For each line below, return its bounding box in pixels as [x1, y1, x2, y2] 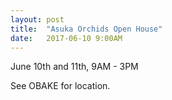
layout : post [10, 14, 65, 25]
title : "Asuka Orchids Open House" [10, 24, 163, 34]
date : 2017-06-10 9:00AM [10, 33, 123, 43]
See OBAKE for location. [10, 80, 111, 92]
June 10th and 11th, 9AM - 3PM [10, 61, 139, 73]
